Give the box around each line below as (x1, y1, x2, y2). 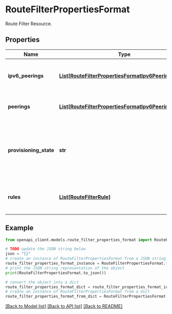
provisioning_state (8, 146, 55, 153)
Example (5, 224, 34, 232)
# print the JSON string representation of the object (5, 265, 125, 270)
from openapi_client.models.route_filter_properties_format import (5, 237, 153, 242)
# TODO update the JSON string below (5, 246, 86, 252)
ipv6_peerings (8, 72, 44, 79)
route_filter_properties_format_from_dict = (5, 294, 102, 299)
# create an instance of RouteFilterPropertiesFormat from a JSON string (5, 256, 166, 261)
